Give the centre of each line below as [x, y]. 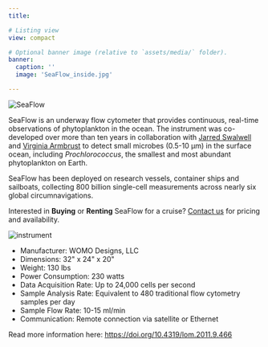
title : [19, 16]
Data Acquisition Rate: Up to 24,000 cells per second [108, 284]
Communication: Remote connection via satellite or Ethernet [119, 319]
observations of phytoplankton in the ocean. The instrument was [115, 129]
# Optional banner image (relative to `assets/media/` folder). [118, 52]
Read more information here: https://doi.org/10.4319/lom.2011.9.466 [120, 334]
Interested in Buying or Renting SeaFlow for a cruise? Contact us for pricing [134, 210]
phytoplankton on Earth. [48, 162]
